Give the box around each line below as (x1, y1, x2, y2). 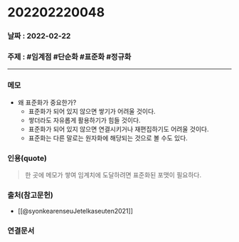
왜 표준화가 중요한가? (17, 98, 77, 107)
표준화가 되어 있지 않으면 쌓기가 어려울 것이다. (28, 107, 156, 115)
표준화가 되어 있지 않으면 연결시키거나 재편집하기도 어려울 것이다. (28, 125, 209, 133)
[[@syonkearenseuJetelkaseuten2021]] (17, 207, 134, 216)
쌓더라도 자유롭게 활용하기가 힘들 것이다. (28, 115, 141, 125)
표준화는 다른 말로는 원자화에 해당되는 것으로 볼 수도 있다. (28, 133, 188, 142)
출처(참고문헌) (7, 190, 53, 200)
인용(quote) (7, 153, 48, 163)
